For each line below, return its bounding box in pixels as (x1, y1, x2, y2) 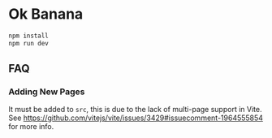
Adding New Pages (8, 86, 85, 97)
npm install (8, 32, 49, 40)
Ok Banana (8, 5, 84, 24)
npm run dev (8, 39, 49, 47)
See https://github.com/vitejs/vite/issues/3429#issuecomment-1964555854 (8, 113, 264, 123)
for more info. (8, 122, 54, 132)
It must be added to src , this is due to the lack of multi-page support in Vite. (8, 105, 262, 114)
